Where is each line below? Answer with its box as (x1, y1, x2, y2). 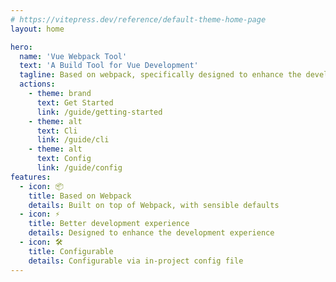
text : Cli (36, 126, 78, 136)
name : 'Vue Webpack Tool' (19, 51, 128, 61)
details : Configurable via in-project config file (28, 256, 244, 266)
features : (10, 172, 52, 182)
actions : (19, 79, 56, 90)
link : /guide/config (36, 163, 123, 173)
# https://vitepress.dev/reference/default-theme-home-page (10, 14, 267, 25)
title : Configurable (28, 246, 114, 256)
